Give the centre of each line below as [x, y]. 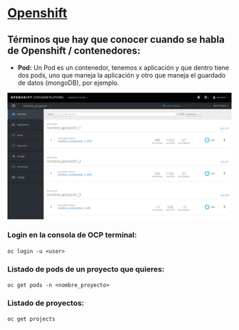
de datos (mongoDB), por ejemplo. [68, 83]
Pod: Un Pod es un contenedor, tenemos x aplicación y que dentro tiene [123, 68]
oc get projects [31, 319]
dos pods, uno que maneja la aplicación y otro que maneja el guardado [122, 75]
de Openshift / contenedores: [74, 50]
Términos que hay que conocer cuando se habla [116, 40]
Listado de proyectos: [46, 303]
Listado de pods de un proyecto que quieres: [86, 269]
